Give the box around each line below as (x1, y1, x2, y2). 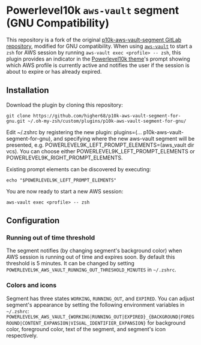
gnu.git (6, 118, 26, 124)
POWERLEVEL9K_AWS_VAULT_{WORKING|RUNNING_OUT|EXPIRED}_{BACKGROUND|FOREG (6, 314, 195, 320)
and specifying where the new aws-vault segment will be (53, 135, 195, 142)
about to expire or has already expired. (6, 68, 102, 75)
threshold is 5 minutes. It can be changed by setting (6, 260, 135, 267)
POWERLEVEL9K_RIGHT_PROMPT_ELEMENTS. (6, 154, 123, 161)
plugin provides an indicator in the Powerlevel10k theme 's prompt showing (6, 55, 190, 62)
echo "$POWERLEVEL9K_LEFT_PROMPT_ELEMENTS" (6, 177, 117, 183)
